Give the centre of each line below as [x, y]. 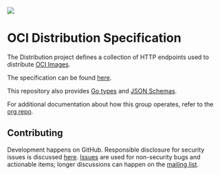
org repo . [20, 111]
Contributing [35, 133]
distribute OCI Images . [39, 64]
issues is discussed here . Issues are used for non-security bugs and [104, 156]
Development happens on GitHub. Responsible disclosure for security [106, 150]
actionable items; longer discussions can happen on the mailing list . [103, 164]
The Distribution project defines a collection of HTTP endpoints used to [108, 57]
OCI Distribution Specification [94, 38]
